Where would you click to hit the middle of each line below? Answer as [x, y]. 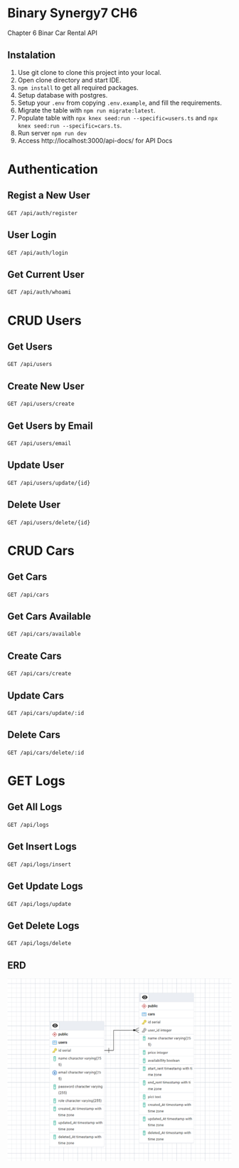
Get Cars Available [49, 616]
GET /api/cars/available [44, 634]
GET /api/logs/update [39, 904]
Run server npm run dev [52, 132]
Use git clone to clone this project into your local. [90, 72]
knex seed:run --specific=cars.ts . [70, 125]
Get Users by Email [50, 426]
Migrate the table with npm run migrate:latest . [86, 110]
